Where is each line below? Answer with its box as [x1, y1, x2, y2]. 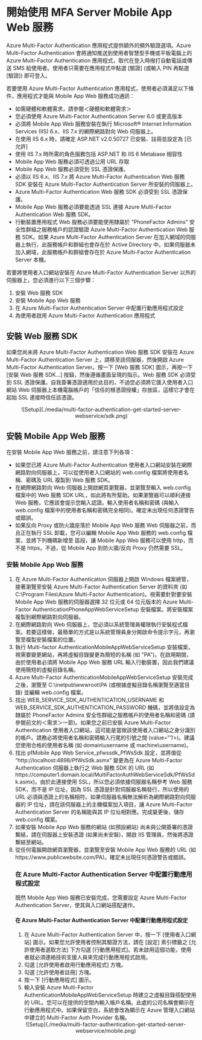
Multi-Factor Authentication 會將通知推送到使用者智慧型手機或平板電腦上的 [6, 49, 192, 56]
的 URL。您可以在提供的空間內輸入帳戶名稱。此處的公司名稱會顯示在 [24, 999, 195, 1006]
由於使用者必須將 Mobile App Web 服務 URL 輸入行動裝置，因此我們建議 [14, 659, 194, 666]
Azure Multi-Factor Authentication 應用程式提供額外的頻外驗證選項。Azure [6, 42, 192, 49]
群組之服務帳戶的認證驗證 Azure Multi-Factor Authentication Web [25, 226, 188, 233]
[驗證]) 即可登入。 [6, 72, 51, 79]
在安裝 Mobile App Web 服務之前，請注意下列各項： [6, 448, 135, 456]
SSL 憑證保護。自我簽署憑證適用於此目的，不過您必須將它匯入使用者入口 [13, 378, 194, 386]
